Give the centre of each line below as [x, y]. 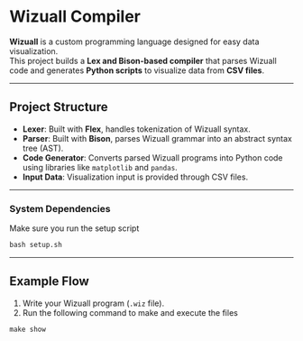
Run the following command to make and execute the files [130, 312]
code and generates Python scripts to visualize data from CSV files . [137, 70]
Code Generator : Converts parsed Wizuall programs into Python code [152, 157]
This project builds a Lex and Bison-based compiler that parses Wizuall [143, 60]
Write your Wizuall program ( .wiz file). [93, 303]
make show [28, 329]
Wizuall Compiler [75, 17]
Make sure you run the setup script [74, 228]
